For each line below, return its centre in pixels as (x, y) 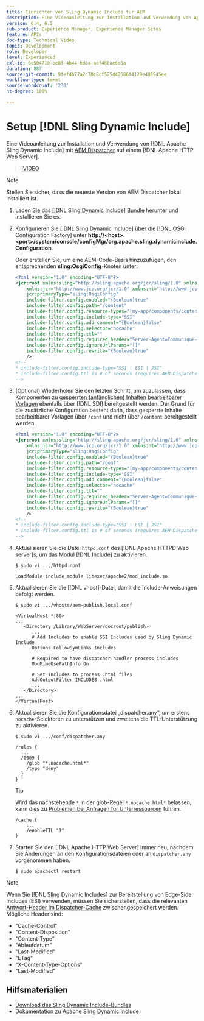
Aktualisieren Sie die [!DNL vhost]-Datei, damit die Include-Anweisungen (106, 588)
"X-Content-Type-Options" (49, 965)
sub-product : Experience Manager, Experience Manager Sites (84, 29)
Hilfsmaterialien (37, 990)
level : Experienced (31, 57)
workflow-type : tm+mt (34, 80)
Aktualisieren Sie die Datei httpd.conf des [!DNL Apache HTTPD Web (102, 548)
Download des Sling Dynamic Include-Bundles (73, 1005)
